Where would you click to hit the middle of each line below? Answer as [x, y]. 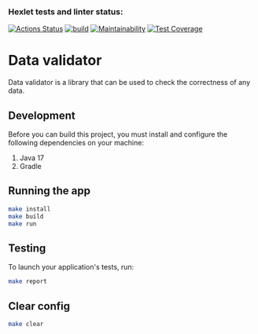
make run [22, 224]
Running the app [49, 191]
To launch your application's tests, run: [71, 267]
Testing [27, 248]
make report [28, 281]
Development [42, 115]
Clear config [39, 306]
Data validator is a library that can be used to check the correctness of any [129, 83]
